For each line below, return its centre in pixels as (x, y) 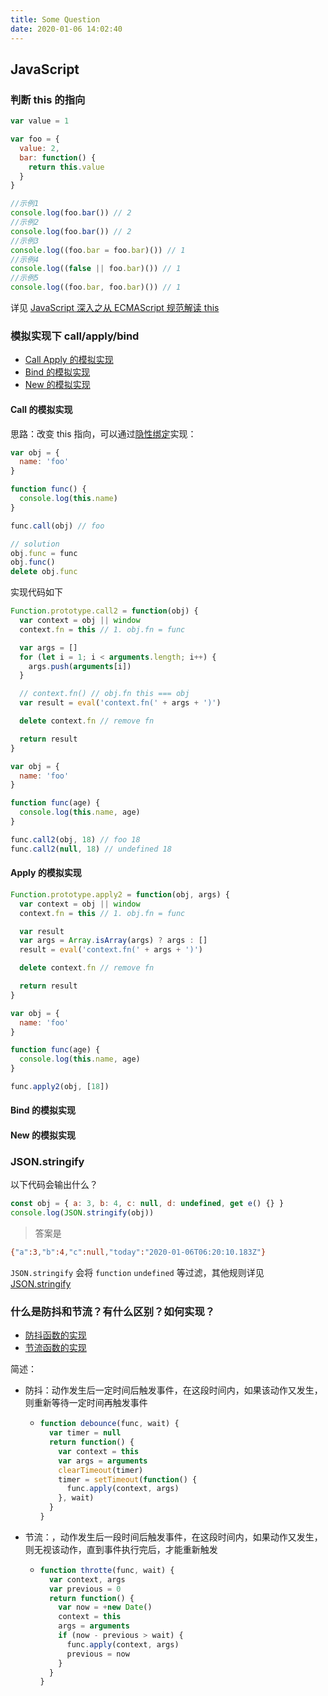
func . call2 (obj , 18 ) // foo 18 (75, 839)
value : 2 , (39, 148)
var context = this (99, 1451)
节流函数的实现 (55, 1348)
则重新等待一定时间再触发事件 (86, 1403)
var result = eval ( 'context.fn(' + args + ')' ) (120, 703)
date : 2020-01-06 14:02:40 (66, 29)
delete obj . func (44, 572)
